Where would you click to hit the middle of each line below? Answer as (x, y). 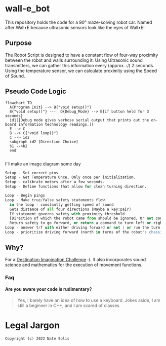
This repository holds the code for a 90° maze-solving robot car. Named (79, 22)
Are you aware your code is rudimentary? (49, 289)
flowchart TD (19, 103)
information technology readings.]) (56, 124)
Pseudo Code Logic (36, 92)
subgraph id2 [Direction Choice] (44, 142)
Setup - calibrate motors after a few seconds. (55, 182)
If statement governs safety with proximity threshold (67, 214)
